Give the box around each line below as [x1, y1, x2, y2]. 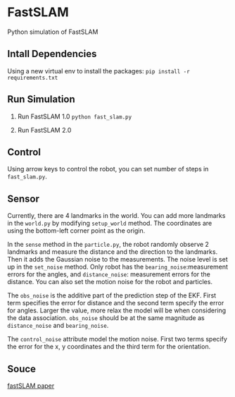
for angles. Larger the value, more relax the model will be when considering [7, 306, 227, 314]
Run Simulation [7, 93, 75, 106]
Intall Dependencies [7, 48, 97, 60]
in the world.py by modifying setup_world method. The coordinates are [7, 219, 212, 228]
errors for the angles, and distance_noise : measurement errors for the [7, 270, 211, 279]
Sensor [7, 193, 40, 204]
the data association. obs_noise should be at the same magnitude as [7, 314, 205, 322]
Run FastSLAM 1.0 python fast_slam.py [17, 112, 132, 121]
